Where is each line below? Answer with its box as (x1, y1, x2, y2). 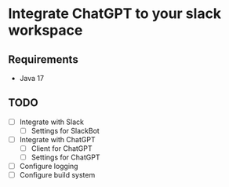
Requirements (8, 53, 78, 66)
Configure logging (19, 162, 78, 171)
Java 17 (19, 74, 45, 82)
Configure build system (19, 170, 96, 180)
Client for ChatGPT (31, 144, 93, 153)
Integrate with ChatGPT (19, 134, 96, 144)
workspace (8, 21, 83, 39)
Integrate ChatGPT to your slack (8, 5, 222, 23)
